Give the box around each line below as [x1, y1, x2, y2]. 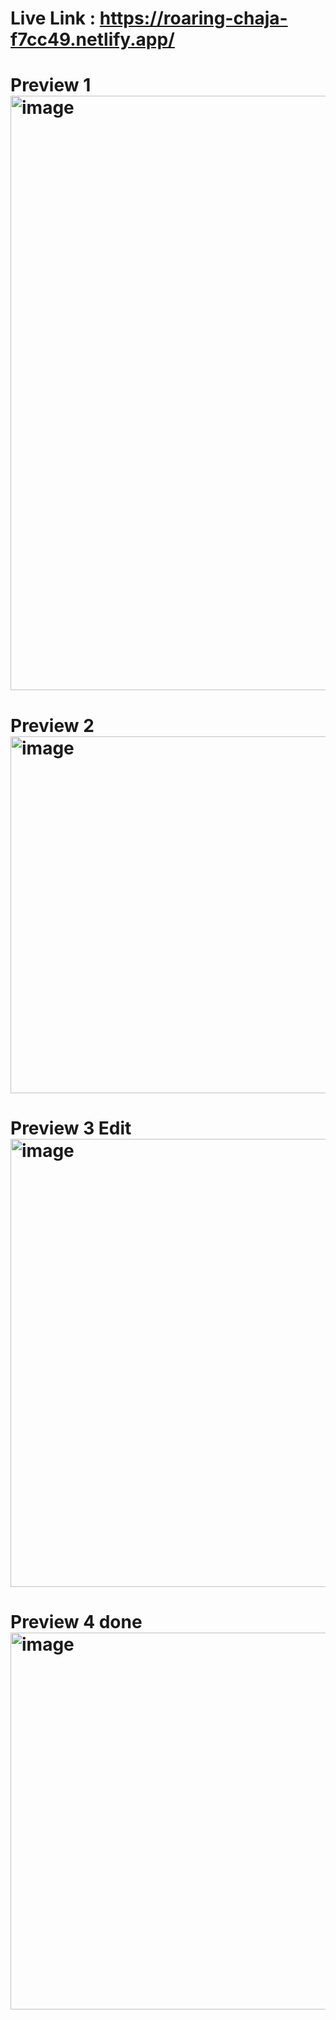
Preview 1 [10, 74, 92, 97]
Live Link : [10, 7, 97, 30]
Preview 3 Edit [10, 1117, 132, 1139]
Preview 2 [10, 714, 95, 737]
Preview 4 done [10, 1610, 143, 1633]
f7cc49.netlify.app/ [10, 28, 175, 51]
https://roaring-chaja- [99, 7, 288, 30]
